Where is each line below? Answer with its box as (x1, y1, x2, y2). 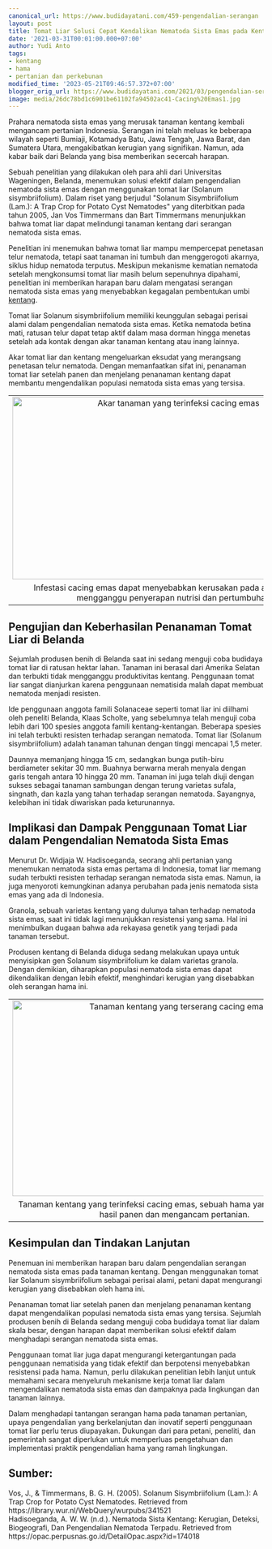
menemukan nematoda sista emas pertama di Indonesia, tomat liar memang (8, 863, 261, 873)
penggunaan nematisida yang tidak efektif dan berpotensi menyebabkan (8, 1358, 251, 1368)
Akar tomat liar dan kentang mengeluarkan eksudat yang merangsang (8, 352, 241, 362)
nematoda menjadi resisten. (8, 689, 101, 699)
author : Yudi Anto (8, 42, 70, 50)
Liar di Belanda (8, 632, 85, 646)
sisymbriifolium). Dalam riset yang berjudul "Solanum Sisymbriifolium (8, 193, 239, 203)
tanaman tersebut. (8, 931, 70, 941)
